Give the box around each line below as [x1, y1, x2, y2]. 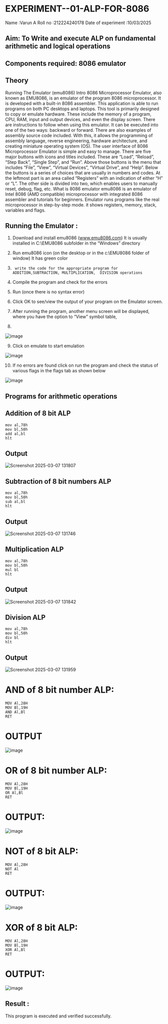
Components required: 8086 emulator [5, 59, 126, 68]
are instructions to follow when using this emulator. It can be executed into [5, 122, 158, 128]
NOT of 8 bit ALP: [5, 846, 78, 857]
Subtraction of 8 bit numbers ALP [5, 477, 111, 485]
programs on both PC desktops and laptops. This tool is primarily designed [5, 106, 159, 112]
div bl [5, 635, 19, 641]
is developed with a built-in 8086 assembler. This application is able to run [5, 100, 158, 106]
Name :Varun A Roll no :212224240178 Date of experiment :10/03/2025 [5, 20, 151, 26]
